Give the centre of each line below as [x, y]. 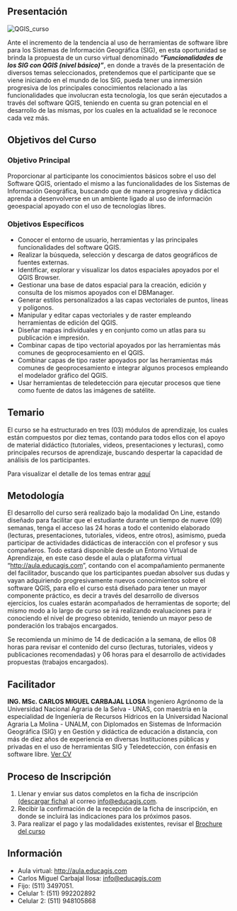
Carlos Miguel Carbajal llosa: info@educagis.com [89, 878]
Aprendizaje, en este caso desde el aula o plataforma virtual [95, 558]
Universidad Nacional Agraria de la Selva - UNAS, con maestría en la [107, 709]
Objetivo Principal [39, 160]
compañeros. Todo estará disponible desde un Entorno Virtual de [103, 550]
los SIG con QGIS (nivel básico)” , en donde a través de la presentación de [116, 65]
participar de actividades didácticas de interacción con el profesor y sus [113, 543]
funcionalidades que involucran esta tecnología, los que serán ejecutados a [117, 95]
